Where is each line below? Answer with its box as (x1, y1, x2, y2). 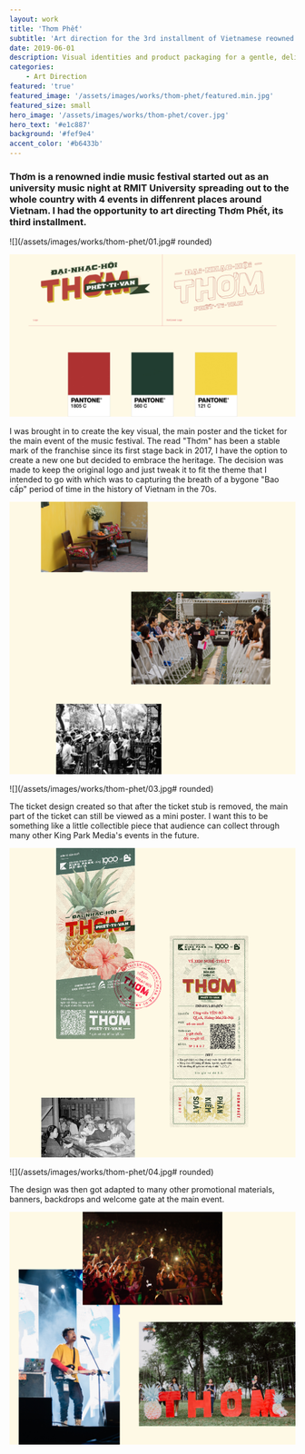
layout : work (9, 15, 59, 24)
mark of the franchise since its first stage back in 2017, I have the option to (9, 445, 288, 456)
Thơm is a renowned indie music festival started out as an (9, 170, 270, 183)
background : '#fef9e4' (9, 130, 95, 139)
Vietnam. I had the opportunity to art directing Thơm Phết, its (9, 204, 284, 217)
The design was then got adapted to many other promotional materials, (9, 1183, 275, 1194)
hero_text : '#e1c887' (9, 120, 92, 129)
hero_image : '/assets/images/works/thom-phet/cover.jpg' (9, 110, 230, 120)
